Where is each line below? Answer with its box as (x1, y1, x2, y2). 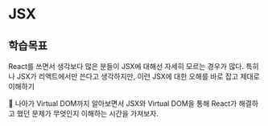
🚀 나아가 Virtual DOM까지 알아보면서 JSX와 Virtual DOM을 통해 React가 (8, 99, 237, 108)
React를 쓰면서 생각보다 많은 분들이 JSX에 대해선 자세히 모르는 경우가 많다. (8, 62, 244, 71)
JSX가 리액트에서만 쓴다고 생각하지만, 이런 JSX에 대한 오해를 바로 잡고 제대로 (16, 71, 260, 81)
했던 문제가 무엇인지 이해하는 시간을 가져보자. (16, 109, 159, 118)
